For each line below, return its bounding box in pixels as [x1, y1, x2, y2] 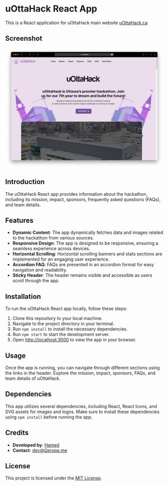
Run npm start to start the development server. [12, 332, 110, 338]
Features [5, 216, 34, 224]
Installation [5, 292, 41, 301]
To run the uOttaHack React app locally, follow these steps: [5, 305, 128, 312]
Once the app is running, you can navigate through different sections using [5, 364, 160, 370]
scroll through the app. [12, 278, 60, 284]
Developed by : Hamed [12, 442, 60, 448]
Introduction [5, 178, 45, 186]
